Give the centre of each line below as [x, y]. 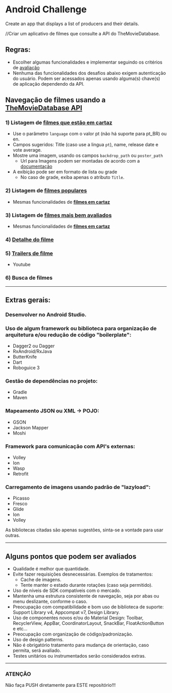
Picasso [21, 498]
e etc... [20, 629]
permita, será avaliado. [37, 650]
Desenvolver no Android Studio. [46, 314]
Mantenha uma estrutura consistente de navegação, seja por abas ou [86, 596]
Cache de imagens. [41, 580]
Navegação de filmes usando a [56, 100]
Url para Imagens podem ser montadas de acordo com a [80, 161]
